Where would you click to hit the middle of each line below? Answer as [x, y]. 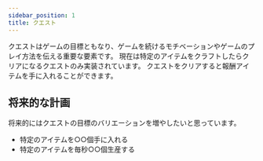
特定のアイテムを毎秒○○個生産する [77, 149]
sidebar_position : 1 [42, 15]
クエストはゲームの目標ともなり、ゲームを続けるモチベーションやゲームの [128, 46]
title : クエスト [32, 23]
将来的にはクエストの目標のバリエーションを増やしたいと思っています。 [124, 123]
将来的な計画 [39, 102]
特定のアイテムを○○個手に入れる [73, 140]
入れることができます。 [80, 75]
